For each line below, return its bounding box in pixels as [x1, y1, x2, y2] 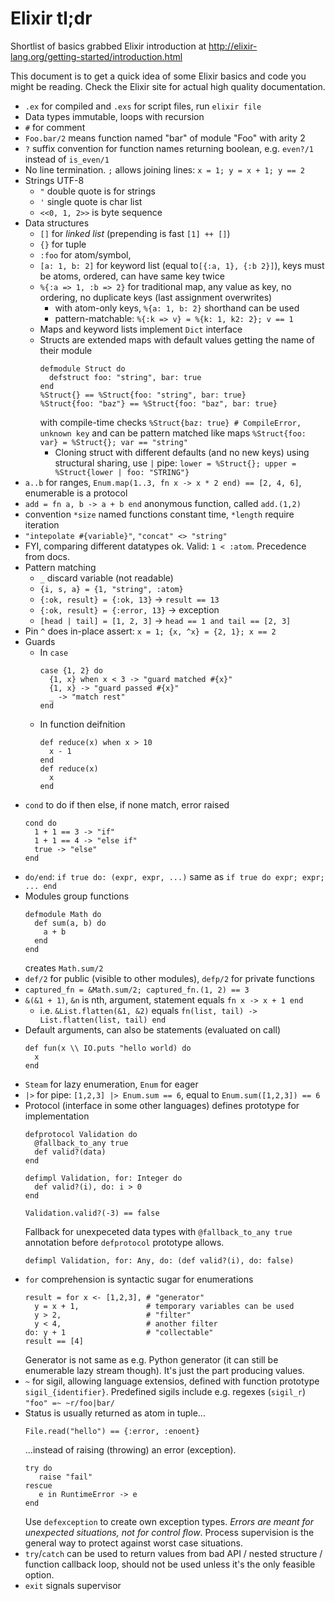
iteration [24, 518, 60, 531]
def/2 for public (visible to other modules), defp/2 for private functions [24, 972, 315, 984]
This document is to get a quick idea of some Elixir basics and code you [10, 70, 307, 82]
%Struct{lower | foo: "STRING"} [54, 467, 190, 477]
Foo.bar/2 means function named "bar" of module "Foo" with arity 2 [24, 132, 306, 144]
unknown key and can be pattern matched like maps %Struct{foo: [39, 427, 307, 439]
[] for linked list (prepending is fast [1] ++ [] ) [39, 227, 231, 239]
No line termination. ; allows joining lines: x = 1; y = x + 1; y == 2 [24, 163, 306, 176]
